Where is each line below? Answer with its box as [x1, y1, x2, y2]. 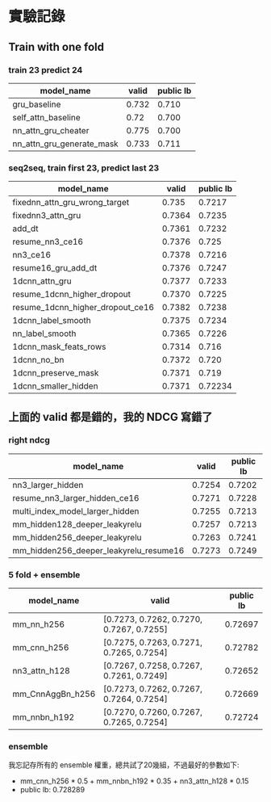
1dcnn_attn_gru [12, 275, 73, 287]
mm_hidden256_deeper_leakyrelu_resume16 [12, 544, 185, 556]
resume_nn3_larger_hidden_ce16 [12, 492, 140, 503]
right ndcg [8, 435, 51, 446]
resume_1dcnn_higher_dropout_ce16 [12, 302, 155, 313]
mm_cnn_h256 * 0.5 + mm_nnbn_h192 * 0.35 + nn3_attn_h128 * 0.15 [19, 776, 249, 786]
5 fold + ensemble [8, 569, 81, 580]
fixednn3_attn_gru [12, 210, 81, 221]
